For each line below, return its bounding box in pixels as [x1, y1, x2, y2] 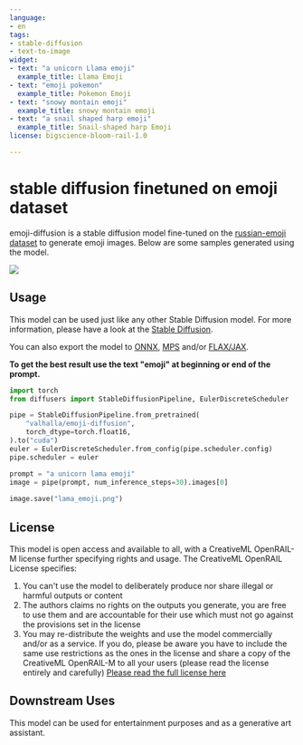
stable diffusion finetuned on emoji [9, 179, 279, 199]
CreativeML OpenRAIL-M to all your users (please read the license [22, 657, 270, 668]
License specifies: [9, 563, 77, 574]
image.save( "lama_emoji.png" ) [9, 495, 124, 504]
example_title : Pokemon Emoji [17, 89, 131, 98]
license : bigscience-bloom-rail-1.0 [9, 131, 147, 140]
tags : [9, 30, 30, 39]
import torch [9, 386, 59, 395]
